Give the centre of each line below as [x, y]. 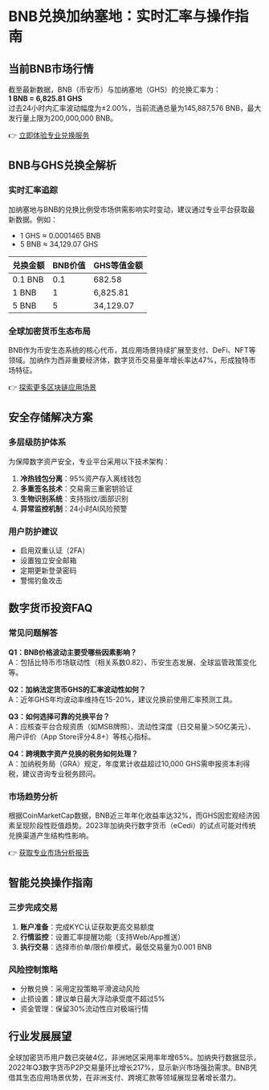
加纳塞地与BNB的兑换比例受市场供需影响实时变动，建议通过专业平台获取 [128, 209]
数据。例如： [36, 219]
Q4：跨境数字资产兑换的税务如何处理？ [73, 753]
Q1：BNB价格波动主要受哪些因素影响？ [73, 652]
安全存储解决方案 [51, 417]
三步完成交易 [33, 908]
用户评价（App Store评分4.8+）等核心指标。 [82, 737]
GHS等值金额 [118, 265]
